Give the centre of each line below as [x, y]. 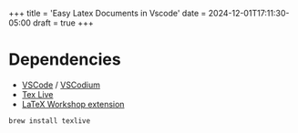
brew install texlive [50, 121]
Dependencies [65, 60]
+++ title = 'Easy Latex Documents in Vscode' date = [108, 13]
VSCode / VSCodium [61, 85]
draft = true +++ [63, 23]
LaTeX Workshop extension [73, 104]
